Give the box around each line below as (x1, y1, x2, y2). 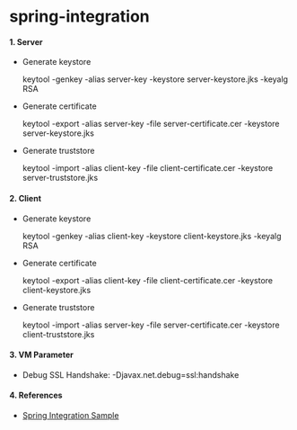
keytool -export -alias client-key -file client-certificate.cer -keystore (22, 274, 274, 285)
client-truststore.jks (22, 328, 95, 339)
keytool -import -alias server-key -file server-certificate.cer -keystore (22, 319, 280, 330)
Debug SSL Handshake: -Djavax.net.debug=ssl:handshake (22, 369, 240, 380)
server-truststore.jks (22, 173, 99, 184)
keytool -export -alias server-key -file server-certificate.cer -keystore (22, 119, 280, 130)
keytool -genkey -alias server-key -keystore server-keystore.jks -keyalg (22, 74, 289, 85)
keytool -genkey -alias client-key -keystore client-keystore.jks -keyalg (22, 230, 282, 241)
